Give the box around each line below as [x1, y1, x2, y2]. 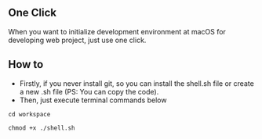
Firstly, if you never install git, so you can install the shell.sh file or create [19, 78, 255, 88]
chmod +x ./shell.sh [8, 124, 76, 132]
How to [8, 58, 44, 71]
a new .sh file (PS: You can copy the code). [19, 87, 159, 96]
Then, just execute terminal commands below [19, 95, 167, 105]
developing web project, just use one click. [8, 35, 147, 45]
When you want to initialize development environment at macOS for [8, 27, 226, 36]
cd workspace [8, 110, 51, 118]
